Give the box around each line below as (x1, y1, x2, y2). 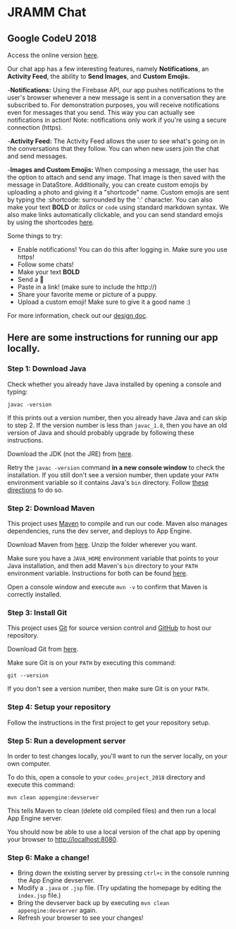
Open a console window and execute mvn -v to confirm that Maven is (7, 582, 208, 591)
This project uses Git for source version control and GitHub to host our (7, 624, 212, 632)
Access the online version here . (7, 51, 99, 59)
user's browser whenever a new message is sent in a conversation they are (7, 93, 227, 101)
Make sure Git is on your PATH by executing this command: (7, 658, 176, 667)
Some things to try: (7, 232, 63, 240)
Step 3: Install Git (7, 608, 68, 617)
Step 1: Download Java (7, 364, 87, 374)
